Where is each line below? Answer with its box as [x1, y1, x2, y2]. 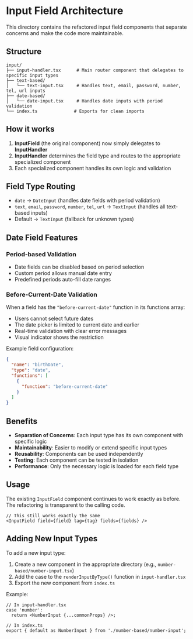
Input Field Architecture [6, 4, 124, 18]
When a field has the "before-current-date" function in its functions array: [6, 304, 185, 311]
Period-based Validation [6, 250, 77, 258]
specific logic [14, 438, 47, 445]
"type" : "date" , [11, 367, 51, 373]
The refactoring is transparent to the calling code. [6, 501, 125, 509]
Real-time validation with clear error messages [14, 328, 127, 335]
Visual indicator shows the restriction [14, 334, 104, 341]
